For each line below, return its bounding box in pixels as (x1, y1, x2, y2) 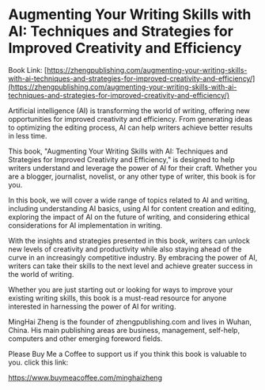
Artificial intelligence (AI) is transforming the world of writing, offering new (8, 105, 251, 115)
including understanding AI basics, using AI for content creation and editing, (8, 203, 256, 213)
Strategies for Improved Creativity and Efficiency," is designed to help (8, 154, 235, 164)
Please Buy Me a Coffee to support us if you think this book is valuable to (8, 349, 247, 358)
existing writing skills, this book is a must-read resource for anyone (8, 293, 227, 302)
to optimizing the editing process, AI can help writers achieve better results (8, 123, 253, 132)
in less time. (8, 131, 47, 140)
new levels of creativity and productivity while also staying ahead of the (8, 244, 242, 254)
